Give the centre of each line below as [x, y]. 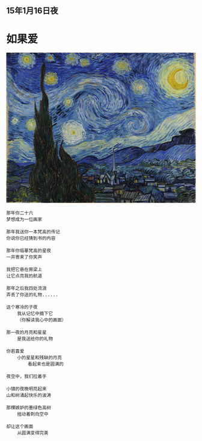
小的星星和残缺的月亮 [39, 358]
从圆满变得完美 [33, 433]
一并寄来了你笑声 [24, 257]
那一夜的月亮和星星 [26, 333]
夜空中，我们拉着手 [26, 377]
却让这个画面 [20, 427]
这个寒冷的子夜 [22, 307]
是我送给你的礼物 [35, 339]
